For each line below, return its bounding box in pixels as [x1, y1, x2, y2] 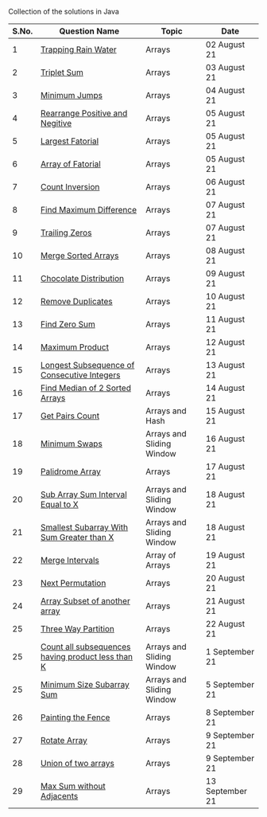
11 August [205, 314, 246, 325]
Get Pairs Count [41, 410, 100, 421]
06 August [205, 177, 246, 187]
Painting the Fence [41, 712, 110, 723]
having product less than [41, 651, 133, 662]
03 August [205, 62, 246, 72]
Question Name [59, 25, 120, 37]
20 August [205, 573, 246, 584]
